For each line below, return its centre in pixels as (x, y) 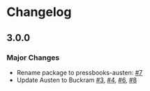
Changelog (39, 12)
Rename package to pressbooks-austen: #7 (80, 72)
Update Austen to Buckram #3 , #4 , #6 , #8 (77, 80)
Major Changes (33, 58)
